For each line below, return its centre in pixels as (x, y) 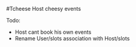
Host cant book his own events (53, 32)
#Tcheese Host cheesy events (44, 9)
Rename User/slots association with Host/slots (72, 38)
